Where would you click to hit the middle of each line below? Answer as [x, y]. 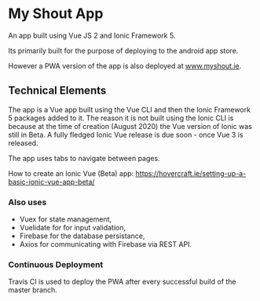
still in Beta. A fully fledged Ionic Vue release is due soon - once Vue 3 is [126, 134]
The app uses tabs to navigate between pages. [84, 158]
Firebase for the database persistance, [82, 236]
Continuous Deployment [56, 264]
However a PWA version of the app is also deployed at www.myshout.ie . [125, 66]
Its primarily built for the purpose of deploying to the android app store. [123, 50]
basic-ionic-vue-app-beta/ [52, 182]
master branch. [33, 290]
